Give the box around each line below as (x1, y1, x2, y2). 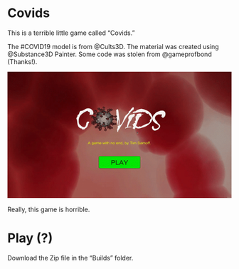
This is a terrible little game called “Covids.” (7, 28, 135, 37)
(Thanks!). (7, 57, 38, 65)
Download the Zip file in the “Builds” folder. (7, 253, 134, 262)
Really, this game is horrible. (7, 205, 90, 213)
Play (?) (7, 230, 53, 246)
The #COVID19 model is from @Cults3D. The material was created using (7, 42, 219, 51)
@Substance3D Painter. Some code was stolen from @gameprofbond (7, 50, 212, 58)
